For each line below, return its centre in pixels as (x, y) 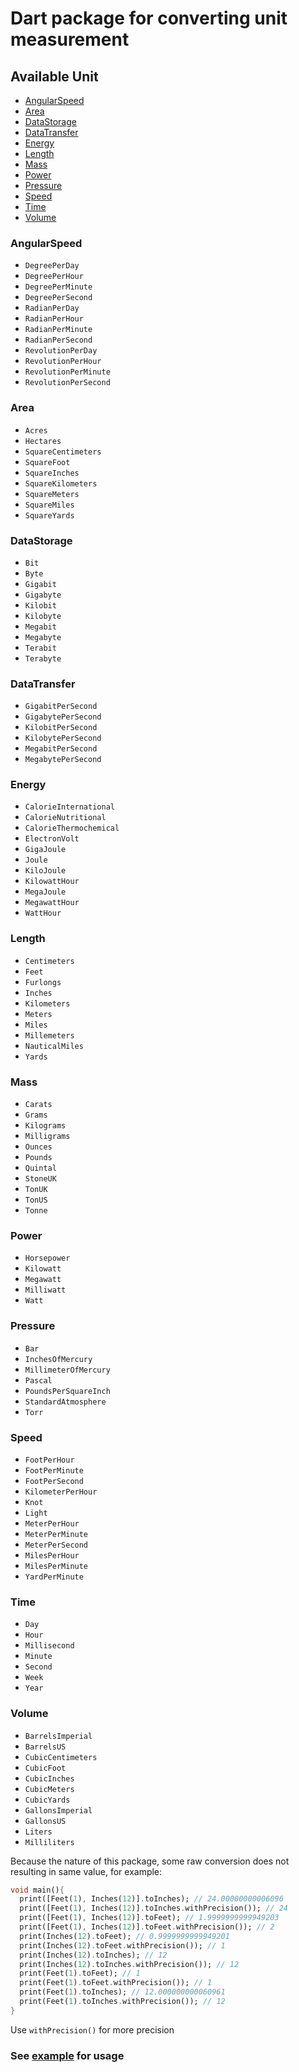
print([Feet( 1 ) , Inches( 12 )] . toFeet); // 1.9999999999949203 (149, 1918)
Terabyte (43, 658)
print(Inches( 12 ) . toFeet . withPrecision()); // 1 (122, 1945)
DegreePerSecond (58, 298)
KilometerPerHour (61, 1492)
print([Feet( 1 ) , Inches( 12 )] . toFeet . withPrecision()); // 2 (147, 1927)
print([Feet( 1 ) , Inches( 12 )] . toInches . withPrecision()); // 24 (153, 1908)
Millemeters (49, 1035)
